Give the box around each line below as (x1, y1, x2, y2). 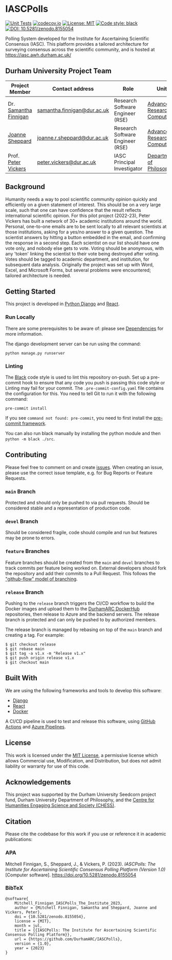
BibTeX (5, 885, 24, 892)
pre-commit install (5, 406, 47, 411)
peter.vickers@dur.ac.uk (37, 159, 96, 166)
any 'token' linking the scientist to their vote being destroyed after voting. (5, 250, 160, 257)
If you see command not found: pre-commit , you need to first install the (5, 415, 153, 421)
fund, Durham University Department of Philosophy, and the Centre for (5, 797, 155, 803)
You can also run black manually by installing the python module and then (5, 430, 161, 436)
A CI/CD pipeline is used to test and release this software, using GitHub (5, 718, 156, 724)
